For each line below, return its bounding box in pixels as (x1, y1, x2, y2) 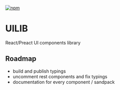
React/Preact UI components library (5, 39, 81, 46)
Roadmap (5, 54, 37, 63)
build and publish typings (12, 68, 66, 74)
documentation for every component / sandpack (12, 79, 115, 85)
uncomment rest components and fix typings (12, 73, 108, 79)
